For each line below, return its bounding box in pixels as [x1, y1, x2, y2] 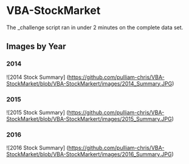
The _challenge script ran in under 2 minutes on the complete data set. [6, 24, 184, 31]
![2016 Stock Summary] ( [6, 144, 69, 152]
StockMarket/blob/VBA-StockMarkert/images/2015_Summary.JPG [6, 115, 172, 122]
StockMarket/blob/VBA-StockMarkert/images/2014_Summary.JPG [6, 80, 173, 87]
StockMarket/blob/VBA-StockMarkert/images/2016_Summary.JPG [6, 151, 172, 158]
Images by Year [6, 41, 66, 52]
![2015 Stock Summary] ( [6, 109, 69, 116]
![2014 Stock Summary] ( [6, 73, 69, 81]
